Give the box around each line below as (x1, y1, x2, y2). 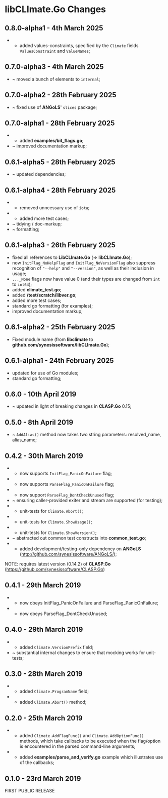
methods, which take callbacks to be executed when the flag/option (19, 738, 161, 744)
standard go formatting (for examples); (12, 302, 93, 309)
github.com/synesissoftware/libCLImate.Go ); (12, 341, 109, 348)
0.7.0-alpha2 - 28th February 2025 (5, 91, 117, 99)
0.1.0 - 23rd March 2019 (5, 774, 81, 783)
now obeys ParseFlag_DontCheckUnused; (19, 611, 108, 617)
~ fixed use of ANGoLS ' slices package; (12, 104, 97, 110)
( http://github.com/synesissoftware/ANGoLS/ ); (19, 551, 117, 557)
